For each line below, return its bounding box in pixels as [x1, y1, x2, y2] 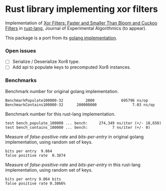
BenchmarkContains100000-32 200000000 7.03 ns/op [5, 102, 155, 107]
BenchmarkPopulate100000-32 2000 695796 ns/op [5, 98, 149, 103]
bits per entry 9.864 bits [5, 177, 61, 182]
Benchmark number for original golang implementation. [5, 88, 119, 94]
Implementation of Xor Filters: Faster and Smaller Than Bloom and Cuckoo [5, 20, 158, 26]
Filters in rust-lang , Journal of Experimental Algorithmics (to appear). [5, 25, 147, 31]
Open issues [5, 47, 36, 54]
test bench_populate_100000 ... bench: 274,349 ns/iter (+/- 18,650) [5, 120, 162, 125]
